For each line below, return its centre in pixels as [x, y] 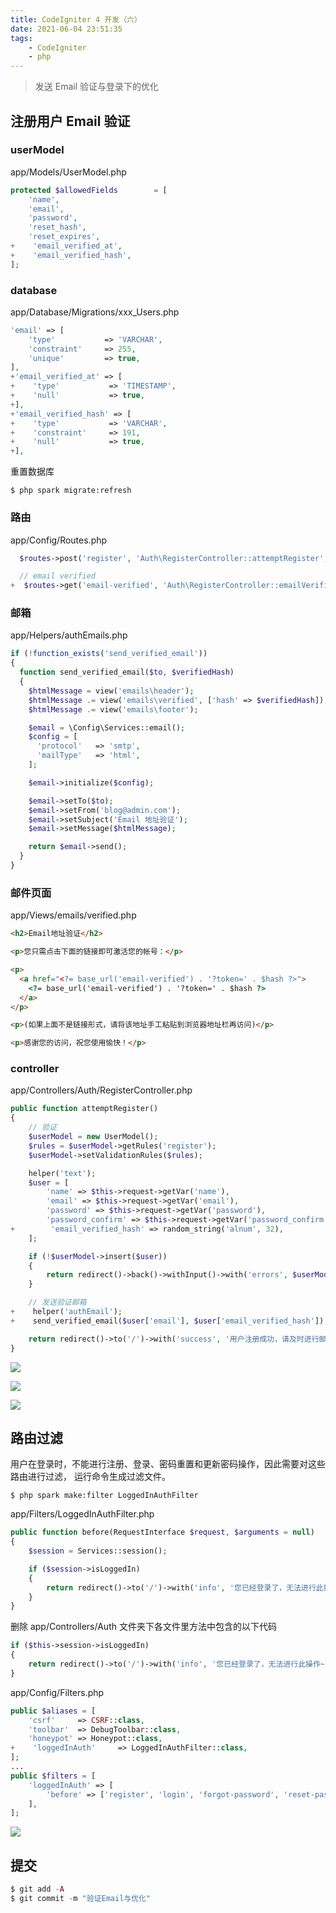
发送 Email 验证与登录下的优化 [96, 87]
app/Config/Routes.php [59, 540]
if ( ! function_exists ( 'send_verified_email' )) [109, 654]
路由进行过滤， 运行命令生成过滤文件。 [90, 1477]
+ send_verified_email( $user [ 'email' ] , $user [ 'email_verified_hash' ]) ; [169, 1321]
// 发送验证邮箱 [57, 1302]
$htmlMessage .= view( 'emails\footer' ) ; [113, 709]
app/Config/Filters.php [57, 1692]
